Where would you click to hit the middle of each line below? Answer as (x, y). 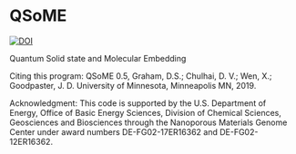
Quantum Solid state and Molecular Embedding (98, 58)
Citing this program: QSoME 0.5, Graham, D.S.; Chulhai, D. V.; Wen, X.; (141, 76)
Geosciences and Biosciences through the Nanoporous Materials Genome (148, 122)
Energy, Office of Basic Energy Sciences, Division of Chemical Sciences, (146, 112)
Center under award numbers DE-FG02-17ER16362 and (114, 131)
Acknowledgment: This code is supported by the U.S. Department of (138, 103)
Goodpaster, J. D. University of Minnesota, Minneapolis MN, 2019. (133, 85)
